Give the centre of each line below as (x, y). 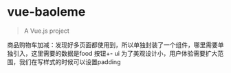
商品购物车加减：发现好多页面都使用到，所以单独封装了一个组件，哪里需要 (112, 44)
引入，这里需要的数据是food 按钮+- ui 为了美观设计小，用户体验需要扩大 (115, 53)
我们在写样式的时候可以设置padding (70, 61)
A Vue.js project (47, 31)
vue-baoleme (46, 12)
